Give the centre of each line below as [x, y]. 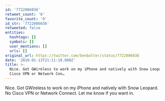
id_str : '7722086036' [27, 23]
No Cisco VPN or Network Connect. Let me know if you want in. [69, 93]
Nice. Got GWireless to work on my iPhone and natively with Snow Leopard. [82, 88]
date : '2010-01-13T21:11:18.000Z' [41, 60]
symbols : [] [22, 42]
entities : [15, 33]
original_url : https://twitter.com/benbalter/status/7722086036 [72, 55]
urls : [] [18, 51]
